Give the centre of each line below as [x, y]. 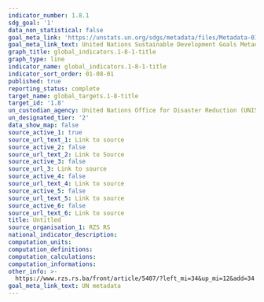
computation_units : [40, 242]
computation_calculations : [52, 256]
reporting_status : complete [54, 88]
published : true [35, 81]
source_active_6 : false [47, 205]
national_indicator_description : [63, 235]
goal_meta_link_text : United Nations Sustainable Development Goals [123, 45]
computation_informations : [52, 264]
